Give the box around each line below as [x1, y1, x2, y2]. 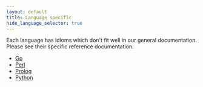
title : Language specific [6, 14, 72, 21]
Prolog [15, 68, 32, 75]
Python [15, 74, 33, 82]
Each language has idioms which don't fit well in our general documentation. [6, 37, 197, 44]
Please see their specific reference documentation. [6, 43, 135, 50]
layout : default [6, 8, 47, 15]
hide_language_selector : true [6, 20, 83, 26]
